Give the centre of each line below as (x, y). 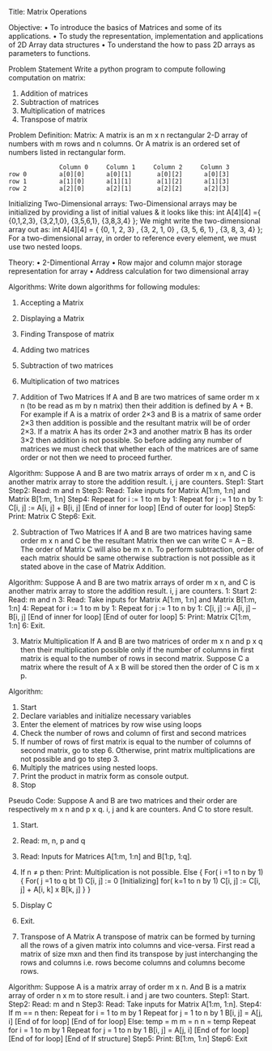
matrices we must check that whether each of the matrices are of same (139, 449)
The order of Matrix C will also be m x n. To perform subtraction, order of (142, 549)
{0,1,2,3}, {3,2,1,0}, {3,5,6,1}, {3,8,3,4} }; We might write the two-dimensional (134, 221)
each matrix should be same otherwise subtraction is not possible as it (138, 558)
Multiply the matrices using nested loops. (89, 768)
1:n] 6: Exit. (27, 625)
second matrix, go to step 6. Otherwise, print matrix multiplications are (138, 750)
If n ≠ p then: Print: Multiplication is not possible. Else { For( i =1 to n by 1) (142, 872)
